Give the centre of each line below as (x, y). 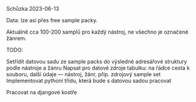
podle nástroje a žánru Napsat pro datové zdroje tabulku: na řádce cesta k (98, 68)
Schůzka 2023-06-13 (33, 9)
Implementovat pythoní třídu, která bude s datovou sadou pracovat (89, 81)
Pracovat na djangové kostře (41, 92)
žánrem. (17, 38)
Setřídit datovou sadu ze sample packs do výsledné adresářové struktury (97, 61)
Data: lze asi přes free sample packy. (52, 20)
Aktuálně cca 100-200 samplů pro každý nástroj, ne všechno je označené (97, 32)
